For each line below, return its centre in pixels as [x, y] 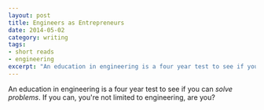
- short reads [31, 52]
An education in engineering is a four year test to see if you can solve [121, 89]
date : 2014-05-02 [37, 30]
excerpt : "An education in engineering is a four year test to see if [126, 67]
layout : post [29, 15]
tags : [17, 45]
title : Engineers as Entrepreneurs [66, 23]
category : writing [38, 37]
